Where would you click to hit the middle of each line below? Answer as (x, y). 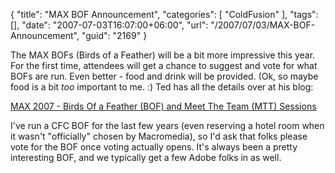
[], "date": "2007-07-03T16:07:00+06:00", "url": (109, 25)
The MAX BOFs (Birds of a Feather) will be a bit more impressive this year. (163, 55)
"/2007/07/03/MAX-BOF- (263, 25)
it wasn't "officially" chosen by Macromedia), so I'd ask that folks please (159, 136)
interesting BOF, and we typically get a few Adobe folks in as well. (146, 157)
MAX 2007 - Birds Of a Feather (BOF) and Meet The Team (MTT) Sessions (163, 106)
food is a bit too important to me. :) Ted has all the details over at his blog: (162, 87)
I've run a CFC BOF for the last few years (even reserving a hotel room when (167, 125)
